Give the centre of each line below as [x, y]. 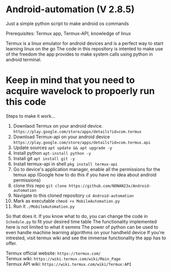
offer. [11, 243]
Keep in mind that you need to [70, 80]
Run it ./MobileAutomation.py [44, 206]
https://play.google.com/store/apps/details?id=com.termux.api [82, 142]
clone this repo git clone [40, 185]
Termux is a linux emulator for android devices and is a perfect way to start [85, 43]
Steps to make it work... [31, 116]
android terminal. [24, 59]
